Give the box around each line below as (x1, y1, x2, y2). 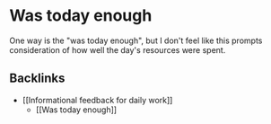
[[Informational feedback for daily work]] (22, 94, 173, 105)
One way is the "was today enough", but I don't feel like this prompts (9, 35, 263, 46)
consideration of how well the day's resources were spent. (9, 44, 226, 55)
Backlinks (9, 71, 66, 86)
